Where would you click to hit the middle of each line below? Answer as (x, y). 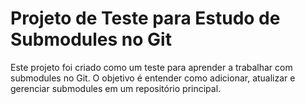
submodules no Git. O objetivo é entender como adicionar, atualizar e (153, 78)
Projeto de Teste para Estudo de (145, 18)
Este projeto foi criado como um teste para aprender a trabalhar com (151, 67)
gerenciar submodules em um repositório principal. (116, 88)
